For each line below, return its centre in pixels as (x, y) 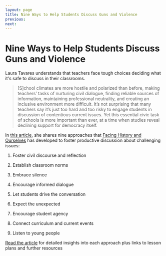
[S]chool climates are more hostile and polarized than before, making (88, 88)
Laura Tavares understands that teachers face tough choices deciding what (83, 73)
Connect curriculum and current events (53, 223)
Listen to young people (36, 233)
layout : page (19, 10)
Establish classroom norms (40, 165)
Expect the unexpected (36, 204)
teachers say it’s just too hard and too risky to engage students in (85, 109)
